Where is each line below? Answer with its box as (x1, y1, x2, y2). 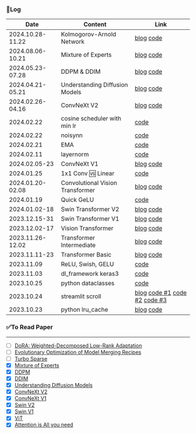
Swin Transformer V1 (61, 215, 120, 223)
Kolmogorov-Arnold (61, 30, 117, 39)
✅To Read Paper (6, 323, 54, 332)
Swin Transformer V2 (61, 205, 120, 213)
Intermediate (61, 241, 96, 250)
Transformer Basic (61, 251, 112, 259)
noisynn (61, 131, 83, 139)
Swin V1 (14, 408, 34, 415)
